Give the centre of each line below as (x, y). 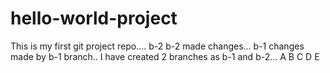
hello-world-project (94, 18)
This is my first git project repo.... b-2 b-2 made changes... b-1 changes (157, 46)
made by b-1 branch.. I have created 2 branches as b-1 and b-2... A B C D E (165, 56)
